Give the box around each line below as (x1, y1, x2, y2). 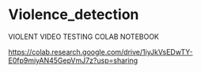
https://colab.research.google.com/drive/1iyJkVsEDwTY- (8, 47, 193, 56)
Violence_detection (8, 6, 139, 24)
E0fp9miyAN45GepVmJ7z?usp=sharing (8, 56, 138, 65)
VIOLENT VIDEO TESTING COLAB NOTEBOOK (8, 32, 160, 41)
